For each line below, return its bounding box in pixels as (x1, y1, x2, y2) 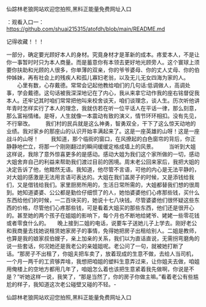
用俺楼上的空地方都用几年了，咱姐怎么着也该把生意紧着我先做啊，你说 (6, 265, 184, 273)
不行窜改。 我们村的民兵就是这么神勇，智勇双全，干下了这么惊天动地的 (6, 120, 196, 127)
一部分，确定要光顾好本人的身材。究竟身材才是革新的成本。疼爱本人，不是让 (6, 51, 200, 58)
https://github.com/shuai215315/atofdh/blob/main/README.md (6, 25, 166, 32)
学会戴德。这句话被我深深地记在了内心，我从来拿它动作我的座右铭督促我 (17, 89, 200, 96)
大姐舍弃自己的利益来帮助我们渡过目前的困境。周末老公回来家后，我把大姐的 (6, 158, 200, 165)
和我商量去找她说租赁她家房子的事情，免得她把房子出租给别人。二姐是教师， (6, 227, 200, 234)
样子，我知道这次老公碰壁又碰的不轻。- (17, 281, 116, 288)
